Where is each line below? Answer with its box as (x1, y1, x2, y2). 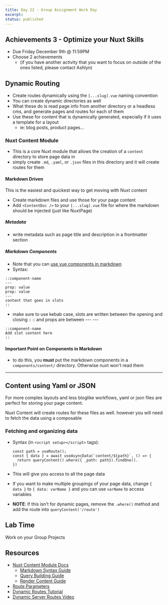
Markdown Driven (5, 176, 43, 182)
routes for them (12, 164, 45, 171)
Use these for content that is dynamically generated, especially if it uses (12, 114, 161, 119)
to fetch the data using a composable (5, 415, 82, 421)
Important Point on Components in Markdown (5, 346, 102, 352)
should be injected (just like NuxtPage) (12, 207, 92, 213)
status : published (5, 17, 43, 22)
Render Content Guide (19, 578, 66, 584)
